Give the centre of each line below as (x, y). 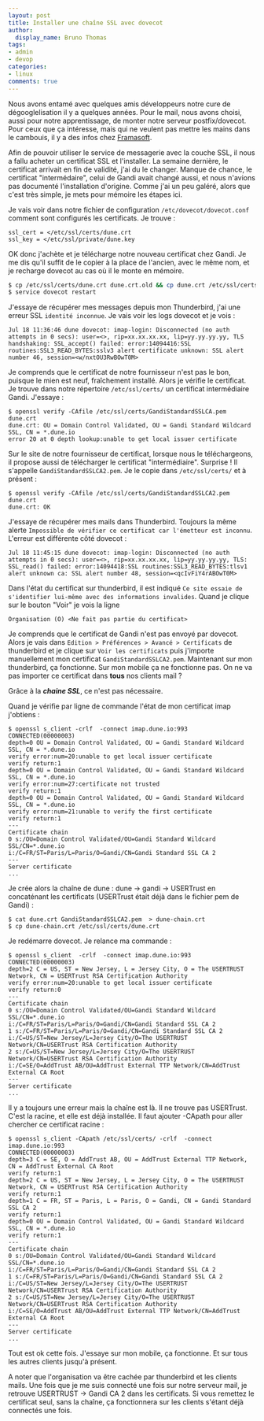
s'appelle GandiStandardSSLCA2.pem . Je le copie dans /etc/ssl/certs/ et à (127, 471)
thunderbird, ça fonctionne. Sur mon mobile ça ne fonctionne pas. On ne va (130, 668)
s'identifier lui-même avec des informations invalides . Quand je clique (129, 597)
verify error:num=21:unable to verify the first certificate (110, 812)
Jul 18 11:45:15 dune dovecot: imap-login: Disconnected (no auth (119, 553)
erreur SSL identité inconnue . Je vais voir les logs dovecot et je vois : (122, 316)
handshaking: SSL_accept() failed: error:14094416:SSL (100, 344)
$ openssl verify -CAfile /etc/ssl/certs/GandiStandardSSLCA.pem (117, 412)
